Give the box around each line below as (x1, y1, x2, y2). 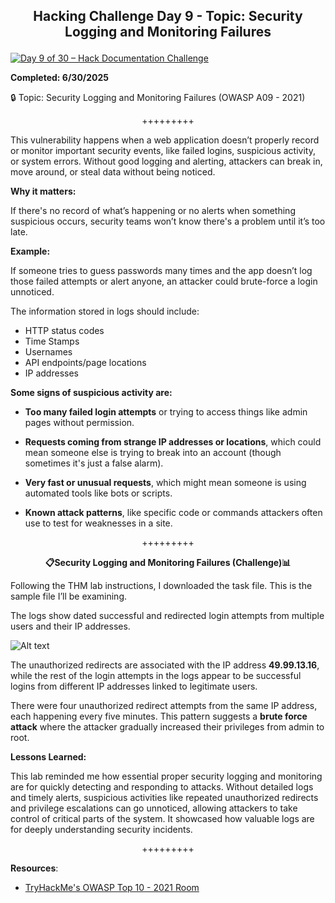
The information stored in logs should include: (10, 305, 200, 318)
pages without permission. (24, 417, 135, 429)
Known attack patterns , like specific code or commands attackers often (24, 507, 323, 519)
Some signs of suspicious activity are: (10, 387, 173, 399)
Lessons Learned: (10, 751, 87, 763)
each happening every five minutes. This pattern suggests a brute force (10, 710, 308, 723)
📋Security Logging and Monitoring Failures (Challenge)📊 (44, 557, 292, 569)
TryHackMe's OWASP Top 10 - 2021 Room (24, 882, 200, 894)
